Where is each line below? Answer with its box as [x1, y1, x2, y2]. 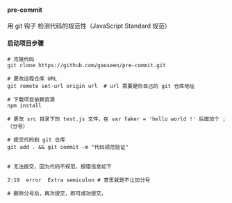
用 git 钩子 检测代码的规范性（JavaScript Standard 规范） [7, 21, 172, 30]
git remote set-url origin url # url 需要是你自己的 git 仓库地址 [7, 83, 195, 90]
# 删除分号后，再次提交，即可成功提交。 [7, 191, 107, 197]
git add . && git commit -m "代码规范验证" [7, 144, 129, 151]
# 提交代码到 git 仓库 [7, 136, 66, 143]
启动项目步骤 [7, 39, 44, 47]
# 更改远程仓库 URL [7, 76, 58, 82]
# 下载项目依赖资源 [7, 96, 56, 103]
